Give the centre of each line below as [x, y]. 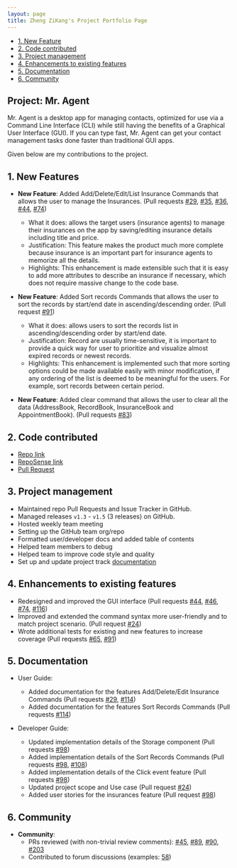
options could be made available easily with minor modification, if [124, 371]
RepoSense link [40, 462]
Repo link [31, 454]
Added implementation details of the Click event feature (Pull [117, 772]
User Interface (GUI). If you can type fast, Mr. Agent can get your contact [114, 133]
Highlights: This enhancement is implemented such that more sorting [129, 364]
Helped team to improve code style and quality [86, 554]
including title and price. [64, 238]
